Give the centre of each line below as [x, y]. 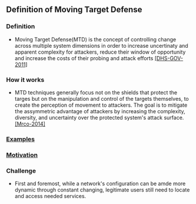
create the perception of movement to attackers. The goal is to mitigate [101, 105]
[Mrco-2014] [30, 124]
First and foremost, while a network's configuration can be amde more [100, 184]
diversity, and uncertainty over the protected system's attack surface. [99, 117]
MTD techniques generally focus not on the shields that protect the [96, 92]
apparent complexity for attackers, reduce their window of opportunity [100, 52]
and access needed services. [50, 196]
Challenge [21, 170]
